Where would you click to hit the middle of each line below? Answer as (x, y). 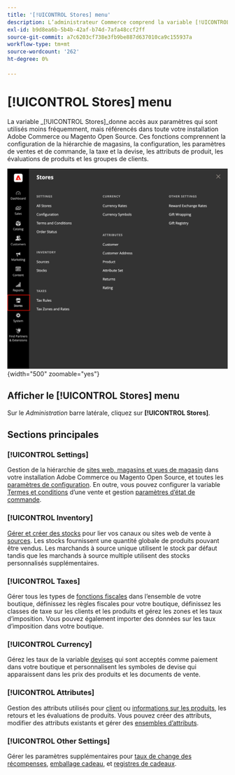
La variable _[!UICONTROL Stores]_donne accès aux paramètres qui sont (113, 121)
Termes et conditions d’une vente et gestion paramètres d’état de (101, 492)
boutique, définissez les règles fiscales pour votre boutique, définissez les (114, 604)
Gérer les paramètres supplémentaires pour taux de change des (100, 756)
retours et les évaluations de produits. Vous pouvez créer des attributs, (109, 715)
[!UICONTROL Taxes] (44, 581)
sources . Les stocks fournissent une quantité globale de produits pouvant (113, 540)
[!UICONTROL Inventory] (50, 518)
